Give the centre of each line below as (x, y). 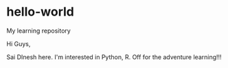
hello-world (41, 12)
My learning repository (39, 31)
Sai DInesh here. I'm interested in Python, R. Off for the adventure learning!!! (114, 57)
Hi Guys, (19, 44)
